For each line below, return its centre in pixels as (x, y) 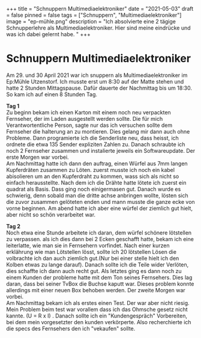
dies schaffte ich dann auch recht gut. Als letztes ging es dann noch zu (94, 271)
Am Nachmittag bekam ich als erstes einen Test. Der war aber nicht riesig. (98, 303)
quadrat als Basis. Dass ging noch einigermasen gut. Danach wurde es (94, 189)
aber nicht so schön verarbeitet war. (51, 214)
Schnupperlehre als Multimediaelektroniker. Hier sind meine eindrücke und (98, 28)
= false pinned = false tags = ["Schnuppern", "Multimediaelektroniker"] (94, 15)
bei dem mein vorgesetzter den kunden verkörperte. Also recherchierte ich (99, 322)
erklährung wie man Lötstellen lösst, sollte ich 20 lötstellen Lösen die (91, 251)
